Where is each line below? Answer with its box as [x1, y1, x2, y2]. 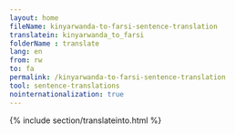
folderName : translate [9, 38, 100, 48]
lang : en [9, 47, 43, 57]
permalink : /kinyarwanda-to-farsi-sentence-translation [9, 73, 226, 82]
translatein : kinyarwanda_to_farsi [9, 30, 145, 39]
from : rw [9, 56, 43, 65]
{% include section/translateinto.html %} [9, 115, 162, 126]
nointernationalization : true [9, 89, 125, 98]
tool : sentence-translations [9, 81, 120, 90]
